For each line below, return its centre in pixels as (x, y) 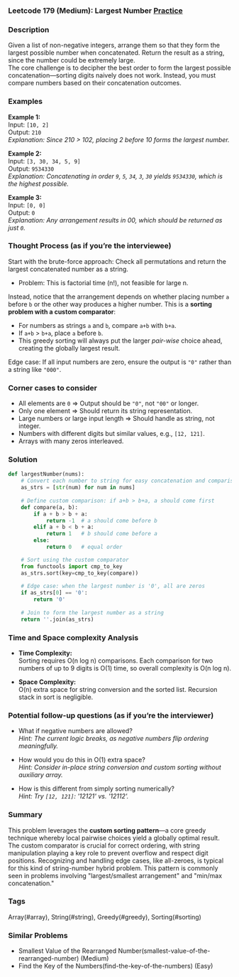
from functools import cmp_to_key (72, 566)
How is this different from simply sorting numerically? (96, 789)
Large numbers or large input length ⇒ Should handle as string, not (116, 419)
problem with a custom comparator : (62, 311)
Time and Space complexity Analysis (73, 637)
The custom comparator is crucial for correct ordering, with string (104, 845)
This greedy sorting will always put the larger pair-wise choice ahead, (120, 341)
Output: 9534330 (31, 169)
